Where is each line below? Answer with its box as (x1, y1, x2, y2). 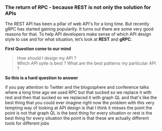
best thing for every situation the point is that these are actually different (5, 115, 149, 121)
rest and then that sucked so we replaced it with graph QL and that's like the (5, 95, 157, 100)
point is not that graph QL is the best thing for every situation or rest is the (5, 110, 152, 116)
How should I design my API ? (16, 55, 76, 61)
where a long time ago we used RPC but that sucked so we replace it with (5, 89, 152, 96)
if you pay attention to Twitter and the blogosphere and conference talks (5, 84, 149, 90)
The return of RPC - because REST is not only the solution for (5, 4, 151, 11)
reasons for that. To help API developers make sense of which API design (5, 31, 151, 37)
